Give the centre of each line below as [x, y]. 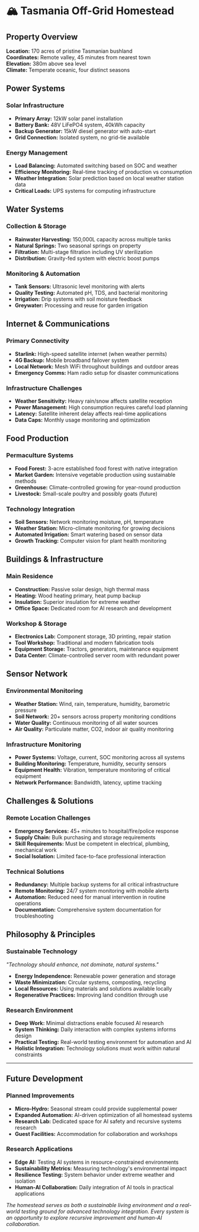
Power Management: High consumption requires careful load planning [101, 407]
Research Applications [39, 1149]
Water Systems [35, 210]
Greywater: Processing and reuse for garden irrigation [81, 305]
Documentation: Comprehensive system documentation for [88, 909]
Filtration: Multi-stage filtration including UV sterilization [84, 252]
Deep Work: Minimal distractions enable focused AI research [89, 1023]
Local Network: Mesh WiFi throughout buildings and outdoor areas [97, 366]
